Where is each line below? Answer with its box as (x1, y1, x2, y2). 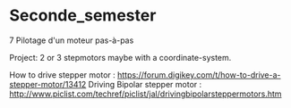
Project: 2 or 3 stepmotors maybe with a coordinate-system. (9, 52, 232, 62)
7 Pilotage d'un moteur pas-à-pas (9, 35, 134, 46)
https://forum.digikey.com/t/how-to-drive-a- (116, 69, 281, 80)
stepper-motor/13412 (9, 79, 87, 89)
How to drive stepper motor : (9, 69, 116, 80)
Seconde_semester (9, 5, 157, 26)
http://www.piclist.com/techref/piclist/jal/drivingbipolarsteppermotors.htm (9, 88, 282, 99)
